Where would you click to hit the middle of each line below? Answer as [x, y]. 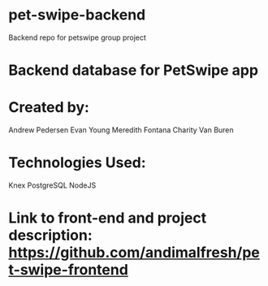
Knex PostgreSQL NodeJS [52, 185]
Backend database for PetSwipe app [133, 70]
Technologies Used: [77, 163]
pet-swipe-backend [77, 15]
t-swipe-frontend [68, 270]
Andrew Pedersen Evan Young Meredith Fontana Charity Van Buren [121, 130]
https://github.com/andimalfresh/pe [134, 253]
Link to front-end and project [108, 218]
